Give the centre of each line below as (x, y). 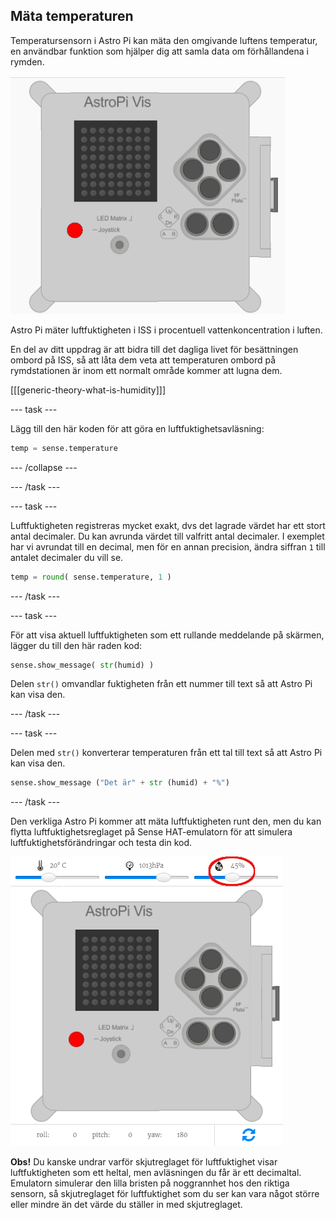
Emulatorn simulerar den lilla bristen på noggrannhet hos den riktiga (150, 1183)
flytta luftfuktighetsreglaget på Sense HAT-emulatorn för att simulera (151, 832)
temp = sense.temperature (64, 448)
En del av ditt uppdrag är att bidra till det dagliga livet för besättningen (154, 349)
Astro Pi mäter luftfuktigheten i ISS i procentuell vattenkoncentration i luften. (166, 330)
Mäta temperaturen (72, 16)
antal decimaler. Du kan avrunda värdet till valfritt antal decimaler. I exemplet (167, 536)
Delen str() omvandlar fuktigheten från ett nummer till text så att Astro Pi (161, 684)
